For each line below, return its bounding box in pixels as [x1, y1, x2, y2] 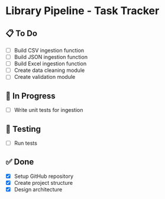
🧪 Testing [5, 124, 41, 134]
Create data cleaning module [14, 67, 85, 74]
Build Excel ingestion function [14, 60, 87, 67]
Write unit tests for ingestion [14, 107, 83, 114]
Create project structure [14, 179, 73, 186]
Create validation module [14, 74, 76, 81]
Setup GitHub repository [14, 173, 74, 180]
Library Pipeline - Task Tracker [5, 4, 160, 18]
